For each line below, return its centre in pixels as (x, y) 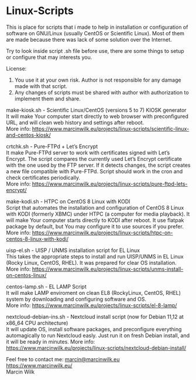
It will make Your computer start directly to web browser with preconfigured (97, 116)
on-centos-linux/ (26, 275)
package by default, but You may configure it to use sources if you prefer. (95, 226)
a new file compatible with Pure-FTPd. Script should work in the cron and (94, 171)
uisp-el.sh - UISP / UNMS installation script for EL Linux (73, 250)
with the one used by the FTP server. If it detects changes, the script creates (98, 165)
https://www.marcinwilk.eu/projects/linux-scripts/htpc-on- (102, 233)
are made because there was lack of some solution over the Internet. (89, 39)
